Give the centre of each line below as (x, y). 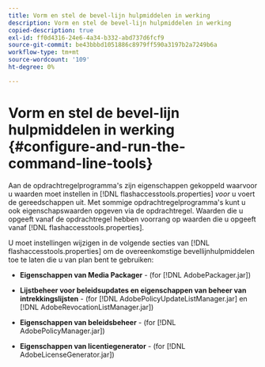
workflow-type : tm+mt (44, 52)
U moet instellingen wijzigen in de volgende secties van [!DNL (109, 243)
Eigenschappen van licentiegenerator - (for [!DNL (102, 346)
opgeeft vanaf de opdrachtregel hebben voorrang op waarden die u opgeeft (132, 219)
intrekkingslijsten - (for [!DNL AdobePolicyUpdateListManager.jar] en (133, 298)
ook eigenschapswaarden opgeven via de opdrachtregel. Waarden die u (126, 210)
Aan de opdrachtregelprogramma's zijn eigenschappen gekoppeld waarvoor (133, 185)
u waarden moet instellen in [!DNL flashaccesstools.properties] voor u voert (132, 194)
